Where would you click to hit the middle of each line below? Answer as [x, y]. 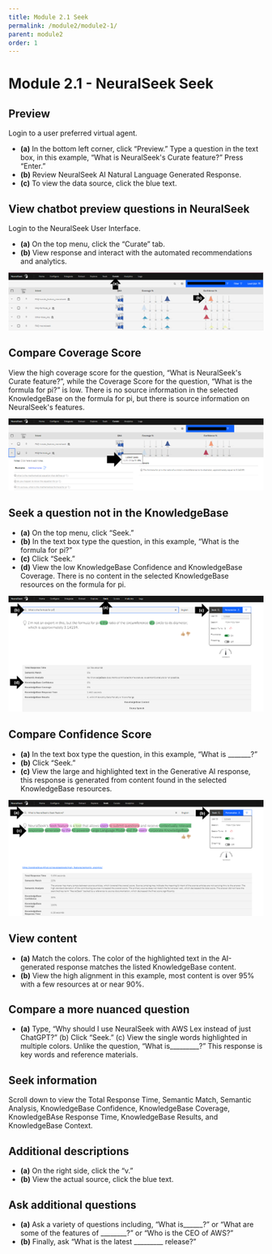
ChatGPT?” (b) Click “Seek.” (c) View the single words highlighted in [134, 1038]
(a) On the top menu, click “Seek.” [77, 533]
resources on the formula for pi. [73, 584]
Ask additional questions [72, 1205]
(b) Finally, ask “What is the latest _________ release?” [108, 1241]
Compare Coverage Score [75, 353]
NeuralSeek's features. [47, 407]
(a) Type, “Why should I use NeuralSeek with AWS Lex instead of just [136, 1029]
